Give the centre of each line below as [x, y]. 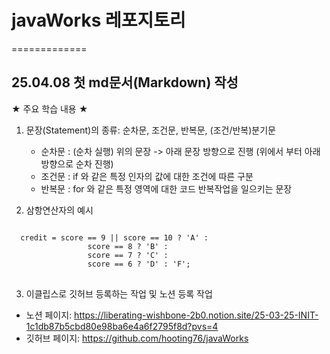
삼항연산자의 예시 [59, 210]
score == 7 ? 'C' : [128, 255]
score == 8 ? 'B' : [128, 246]
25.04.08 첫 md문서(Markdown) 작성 [125, 82]
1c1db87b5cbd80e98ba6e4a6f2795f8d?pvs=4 [122, 326]
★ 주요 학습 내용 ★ [50, 108]
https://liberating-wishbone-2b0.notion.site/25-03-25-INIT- [196, 315]
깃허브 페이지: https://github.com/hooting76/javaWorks [137, 338]
